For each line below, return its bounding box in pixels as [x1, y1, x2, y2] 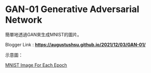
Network [5, 14, 43, 26]
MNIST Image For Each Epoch [5, 62, 67, 68]
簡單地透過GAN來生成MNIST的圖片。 [5, 31, 82, 37]
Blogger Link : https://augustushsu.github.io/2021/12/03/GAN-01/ [5, 41, 146, 47]
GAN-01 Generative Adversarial [5, 4, 139, 15]
